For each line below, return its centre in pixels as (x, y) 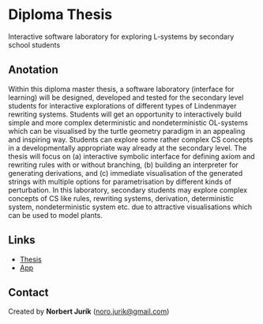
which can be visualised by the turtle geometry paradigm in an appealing (127, 131)
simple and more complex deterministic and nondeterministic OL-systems (128, 122)
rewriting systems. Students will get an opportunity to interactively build (125, 114)
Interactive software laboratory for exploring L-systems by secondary (121, 36)
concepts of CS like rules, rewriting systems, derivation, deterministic (121, 198)
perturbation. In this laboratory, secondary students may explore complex (128, 190)
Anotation (33, 70)
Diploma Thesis (60, 15)
